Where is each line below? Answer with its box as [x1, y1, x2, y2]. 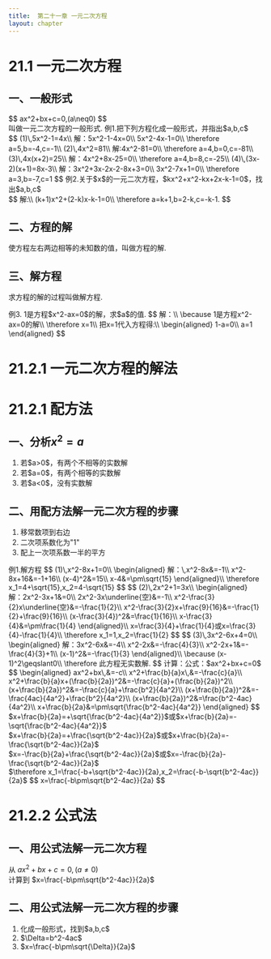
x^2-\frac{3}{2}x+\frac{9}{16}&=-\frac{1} [123, 602, 260, 612]
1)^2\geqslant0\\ [8, 658, 62, 669]
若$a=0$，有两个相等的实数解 [19, 468, 121, 478]
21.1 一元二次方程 [8, 57, 122, 75]
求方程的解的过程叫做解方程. [8, 293, 104, 302]
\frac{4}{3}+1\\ [8, 649, 58, 659]
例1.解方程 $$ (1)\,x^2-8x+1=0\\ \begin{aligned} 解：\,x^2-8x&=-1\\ [8, 565, 230, 575]
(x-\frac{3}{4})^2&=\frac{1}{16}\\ [69, 611, 178, 621]
